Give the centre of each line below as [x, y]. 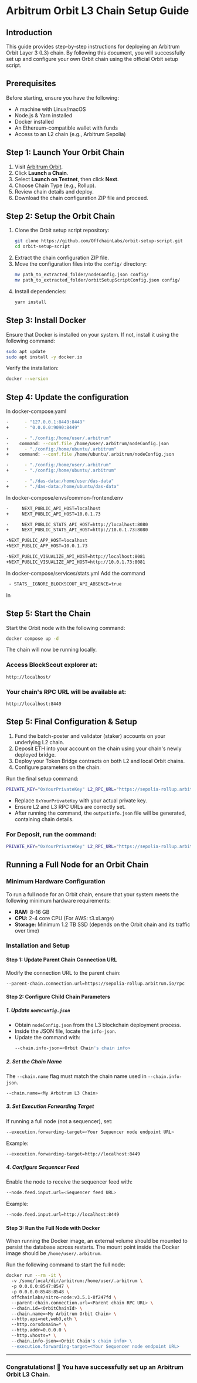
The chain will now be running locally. [52, 650]
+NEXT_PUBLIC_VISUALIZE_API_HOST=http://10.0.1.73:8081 [76, 562]
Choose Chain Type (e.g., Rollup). [55, 185]
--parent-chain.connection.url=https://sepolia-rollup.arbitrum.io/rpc [95, 984]
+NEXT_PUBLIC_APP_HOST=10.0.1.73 [47, 546]
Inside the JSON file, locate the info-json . [65, 1031]
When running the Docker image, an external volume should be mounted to [97, 1241]
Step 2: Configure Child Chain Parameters [58, 997]
